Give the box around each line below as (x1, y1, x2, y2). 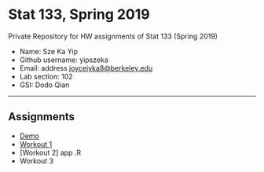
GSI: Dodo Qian (19, 80, 70, 90)
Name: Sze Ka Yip (19, 46, 79, 56)
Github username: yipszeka (19, 55, 108, 64)
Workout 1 (19, 139, 53, 148)
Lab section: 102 (19, 71, 73, 81)
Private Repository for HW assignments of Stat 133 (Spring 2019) (8, 31, 218, 41)
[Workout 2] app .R (19, 148, 81, 157)
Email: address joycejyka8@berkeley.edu (19, 63, 153, 72)
